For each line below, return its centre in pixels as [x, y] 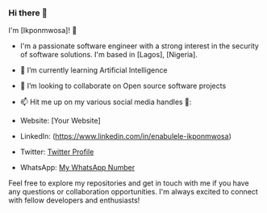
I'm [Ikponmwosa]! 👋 [43, 31]
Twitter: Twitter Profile [57, 152]
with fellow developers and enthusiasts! [74, 200]
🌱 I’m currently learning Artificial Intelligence [94, 70]
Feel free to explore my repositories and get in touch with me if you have [129, 183]
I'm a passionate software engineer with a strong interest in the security [140, 46]
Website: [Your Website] [60, 121]
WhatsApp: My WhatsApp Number [77, 168]
